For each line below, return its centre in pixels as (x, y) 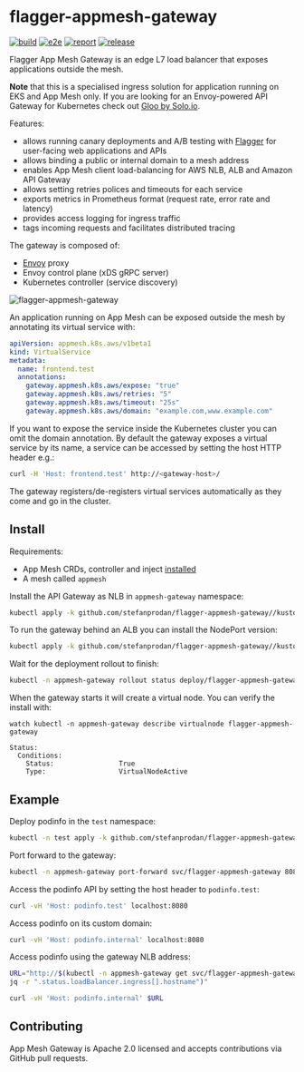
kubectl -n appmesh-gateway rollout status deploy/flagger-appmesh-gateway (155, 681)
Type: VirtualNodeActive (107, 772)
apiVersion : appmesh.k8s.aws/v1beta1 (81, 343)
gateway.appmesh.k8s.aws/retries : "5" (99, 395)
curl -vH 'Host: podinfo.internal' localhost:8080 (107, 940)
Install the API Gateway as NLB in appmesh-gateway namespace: (127, 596)
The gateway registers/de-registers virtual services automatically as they (146, 491)
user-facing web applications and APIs (95, 151)
